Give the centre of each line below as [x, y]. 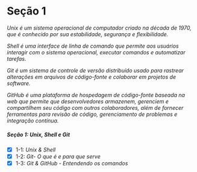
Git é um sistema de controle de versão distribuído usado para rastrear [95, 70]
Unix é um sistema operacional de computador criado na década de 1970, [99, 28]
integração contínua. [33, 120]
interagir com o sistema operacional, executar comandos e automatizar [96, 52]
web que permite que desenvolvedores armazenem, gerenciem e [88, 101]
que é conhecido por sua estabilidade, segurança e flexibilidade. [88, 34]
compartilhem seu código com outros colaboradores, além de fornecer [95, 107]
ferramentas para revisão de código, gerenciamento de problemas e [92, 114]
